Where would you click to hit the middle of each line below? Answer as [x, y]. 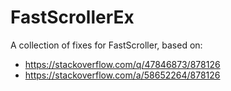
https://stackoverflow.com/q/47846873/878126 [122, 64]
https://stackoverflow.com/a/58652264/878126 [122, 75]
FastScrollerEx [72, 17]
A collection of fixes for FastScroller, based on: [106, 45]
